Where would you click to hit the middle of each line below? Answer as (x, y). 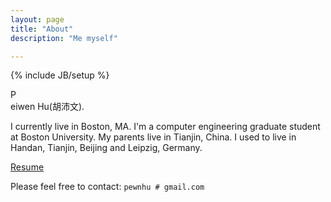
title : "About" (42, 29)
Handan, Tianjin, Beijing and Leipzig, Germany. (106, 148)
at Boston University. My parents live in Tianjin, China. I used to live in (153, 137)
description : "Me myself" (64, 38)
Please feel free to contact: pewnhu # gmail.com (107, 187)
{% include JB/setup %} (60, 75)
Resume (27, 167)
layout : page (37, 19)
